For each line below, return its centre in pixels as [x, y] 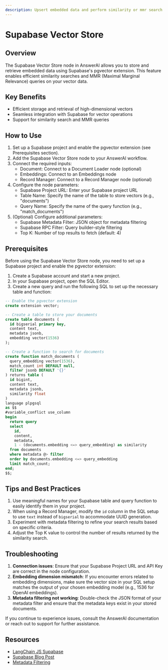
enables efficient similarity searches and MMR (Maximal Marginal [72, 76]
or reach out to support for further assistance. [53, 624]
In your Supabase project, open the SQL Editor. [61, 281]
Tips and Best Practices [43, 489]
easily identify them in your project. [49, 506]
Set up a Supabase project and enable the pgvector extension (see [81, 148]
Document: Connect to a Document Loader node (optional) [81, 169]
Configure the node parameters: [46, 185]
